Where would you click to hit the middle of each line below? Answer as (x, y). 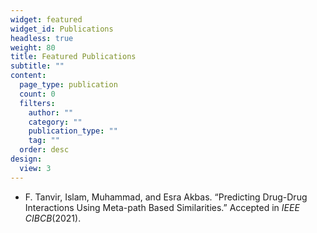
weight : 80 (33, 47)
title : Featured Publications (73, 57)
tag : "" (44, 141)
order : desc (44, 150)
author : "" (51, 112)
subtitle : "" (37, 66)
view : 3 (35, 168)
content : (28, 76)
